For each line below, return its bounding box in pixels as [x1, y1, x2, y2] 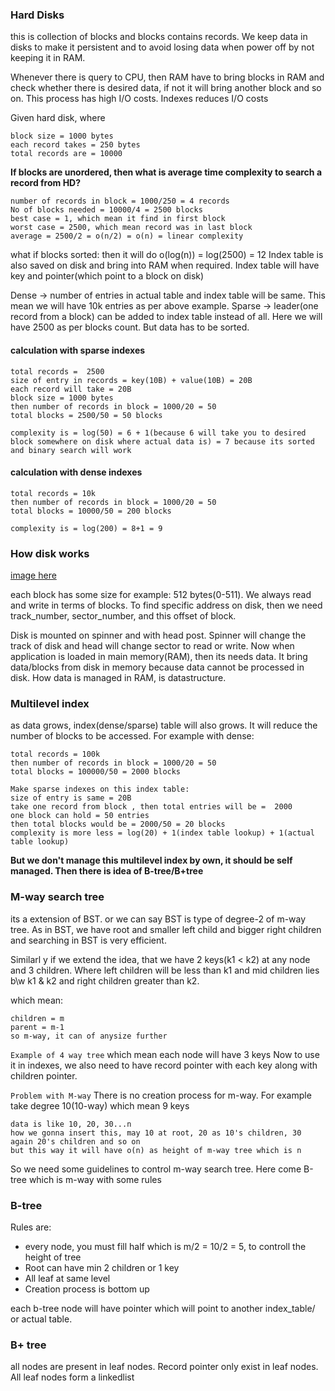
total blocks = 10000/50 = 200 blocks [10, 506, 172, 516]
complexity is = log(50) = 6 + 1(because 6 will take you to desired [10, 428, 307, 438]
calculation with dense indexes [10, 466, 143, 478]
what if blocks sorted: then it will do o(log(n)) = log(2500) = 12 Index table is [10, 249, 324, 261]
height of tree [24, 1251, 82, 1263]
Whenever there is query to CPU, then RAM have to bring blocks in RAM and [10, 71, 325, 83]
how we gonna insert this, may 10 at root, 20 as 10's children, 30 [10, 1128, 302, 1138]
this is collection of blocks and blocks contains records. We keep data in [10, 31, 308, 43]
